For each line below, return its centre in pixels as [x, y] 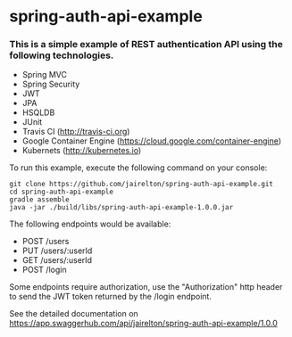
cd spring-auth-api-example [62, 192]
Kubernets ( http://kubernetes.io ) [82, 151]
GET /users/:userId [57, 260]
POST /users [46, 242]
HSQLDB [38, 112]
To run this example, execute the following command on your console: [138, 168]
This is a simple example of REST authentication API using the [146, 45]
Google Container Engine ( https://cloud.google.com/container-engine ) [152, 141]
